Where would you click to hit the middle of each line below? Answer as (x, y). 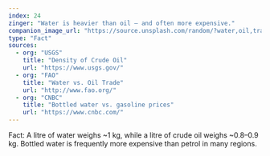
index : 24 (25, 16)
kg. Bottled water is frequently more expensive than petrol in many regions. (133, 144)
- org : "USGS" (39, 53)
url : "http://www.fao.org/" (70, 90)
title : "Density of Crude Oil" (75, 61)
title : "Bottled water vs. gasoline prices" (98, 105)
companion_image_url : (45, 30)
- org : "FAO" (37, 75)
